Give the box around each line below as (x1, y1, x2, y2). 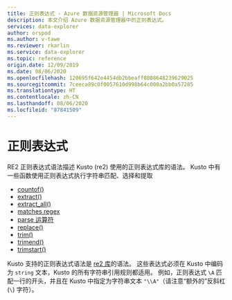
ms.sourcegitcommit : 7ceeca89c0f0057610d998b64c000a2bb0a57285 (7, 81, 194, 88)
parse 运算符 (17, 215, 54, 223)
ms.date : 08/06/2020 (7, 68, 67, 75)
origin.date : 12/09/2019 (7, 62, 79, 68)
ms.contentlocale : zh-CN (7, 94, 79, 101)
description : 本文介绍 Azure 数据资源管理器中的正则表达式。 (7, 17, 168, 24)
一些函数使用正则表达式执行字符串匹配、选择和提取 (7, 171, 153, 180)
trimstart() (17, 245, 46, 253)
